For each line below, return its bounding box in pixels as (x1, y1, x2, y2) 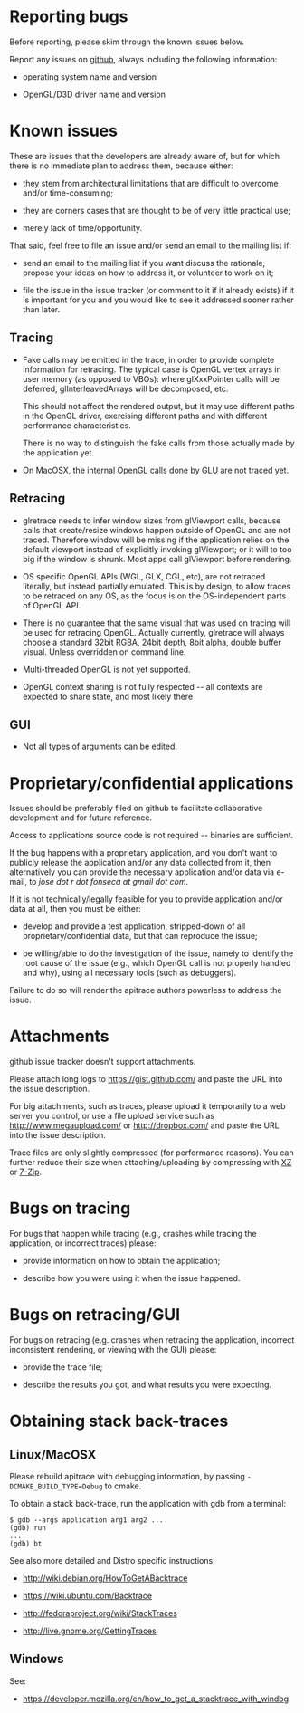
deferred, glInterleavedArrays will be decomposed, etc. (22, 383, 229, 394)
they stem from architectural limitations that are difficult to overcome (22, 177, 279, 188)
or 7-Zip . (9, 1166, 43, 1178)
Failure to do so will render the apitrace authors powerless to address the (9, 985, 282, 996)
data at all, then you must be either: (9, 904, 142, 914)
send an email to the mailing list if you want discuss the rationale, (22, 257, 266, 268)
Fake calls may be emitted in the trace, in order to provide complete (22, 354, 275, 365)
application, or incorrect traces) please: (9, 1238, 157, 1249)
